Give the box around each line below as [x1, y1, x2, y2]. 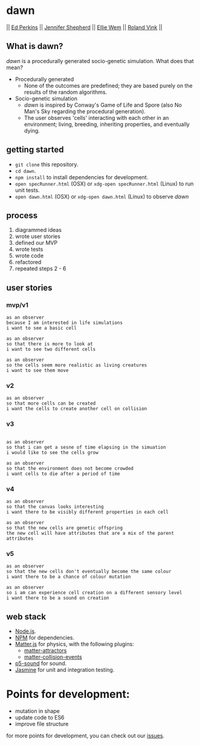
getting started [6, 145, 64, 155]
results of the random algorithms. [24, 88, 108, 96]
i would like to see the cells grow [6, 449, 98, 455]
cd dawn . [15, 167, 36, 174]
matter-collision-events [24, 654, 83, 661]
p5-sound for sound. [15, 660, 67, 667]
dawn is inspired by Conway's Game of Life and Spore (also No [24, 101, 182, 108]
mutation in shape [15, 707, 60, 715]
